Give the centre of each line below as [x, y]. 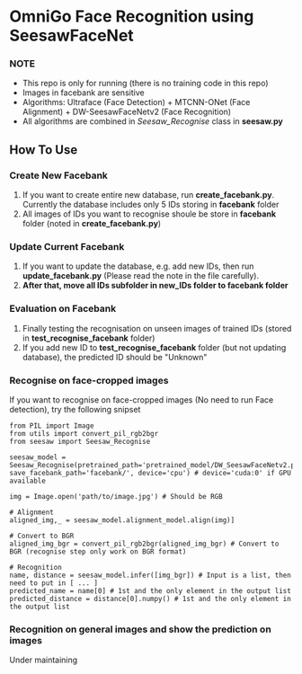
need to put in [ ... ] [54, 583]
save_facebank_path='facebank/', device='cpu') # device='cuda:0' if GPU [151, 474]
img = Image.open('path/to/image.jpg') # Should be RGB [116, 497]
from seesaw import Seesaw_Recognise [80, 442]
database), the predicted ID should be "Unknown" [115, 357]
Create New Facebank [58, 175]
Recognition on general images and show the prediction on [140, 629]
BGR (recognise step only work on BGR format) [98, 552]
